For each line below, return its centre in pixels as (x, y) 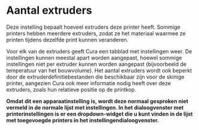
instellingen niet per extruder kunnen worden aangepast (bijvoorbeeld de (97, 64)
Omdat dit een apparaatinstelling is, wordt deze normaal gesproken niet (97, 101)
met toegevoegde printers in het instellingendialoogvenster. (83, 120)
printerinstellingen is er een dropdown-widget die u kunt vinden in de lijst (99, 114)
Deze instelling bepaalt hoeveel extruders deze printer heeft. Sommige (94, 27)
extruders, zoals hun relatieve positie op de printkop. (71, 89)
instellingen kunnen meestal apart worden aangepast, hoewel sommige (94, 58)
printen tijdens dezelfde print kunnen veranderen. (67, 40)
